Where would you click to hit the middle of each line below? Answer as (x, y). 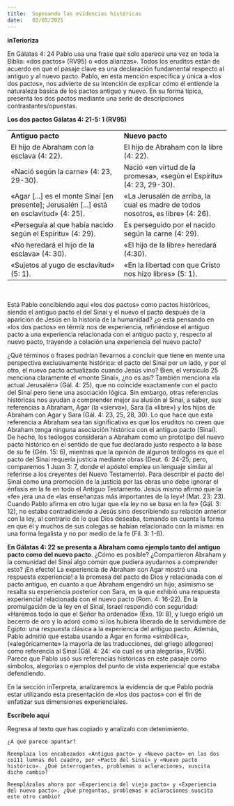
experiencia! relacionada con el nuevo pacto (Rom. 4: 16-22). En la (103, 599)
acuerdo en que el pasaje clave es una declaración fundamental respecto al (116, 69)
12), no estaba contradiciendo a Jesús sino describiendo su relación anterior (117, 511)
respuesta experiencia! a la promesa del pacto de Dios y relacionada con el (115, 577)
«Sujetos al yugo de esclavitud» (63, 265)
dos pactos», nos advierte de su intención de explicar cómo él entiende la (113, 83)
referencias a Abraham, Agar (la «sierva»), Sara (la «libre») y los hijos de (111, 407)
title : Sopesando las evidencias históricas (74, 14)
